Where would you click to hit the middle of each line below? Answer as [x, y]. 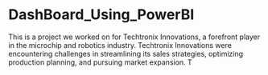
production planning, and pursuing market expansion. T [101, 62]
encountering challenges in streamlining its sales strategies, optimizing [126, 53]
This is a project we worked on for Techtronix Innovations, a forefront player [134, 37]
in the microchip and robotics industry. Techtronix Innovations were [120, 45]
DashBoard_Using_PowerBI [101, 15]
